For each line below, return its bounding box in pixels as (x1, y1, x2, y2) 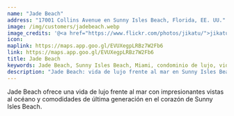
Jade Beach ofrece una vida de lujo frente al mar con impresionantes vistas (7, 88, 224, 96)
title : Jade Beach (7, 56, 61, 63)
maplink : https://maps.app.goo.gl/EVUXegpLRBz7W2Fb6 (7, 42, 164, 49)
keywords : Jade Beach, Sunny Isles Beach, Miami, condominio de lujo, (7, 62, 217, 69)
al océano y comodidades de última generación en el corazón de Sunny (7, 94, 214, 103)
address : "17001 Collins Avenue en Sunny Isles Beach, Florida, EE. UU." (7, 17, 226, 24)
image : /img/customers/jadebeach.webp (7, 23, 120, 30)
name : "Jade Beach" (7, 10, 64, 17)
